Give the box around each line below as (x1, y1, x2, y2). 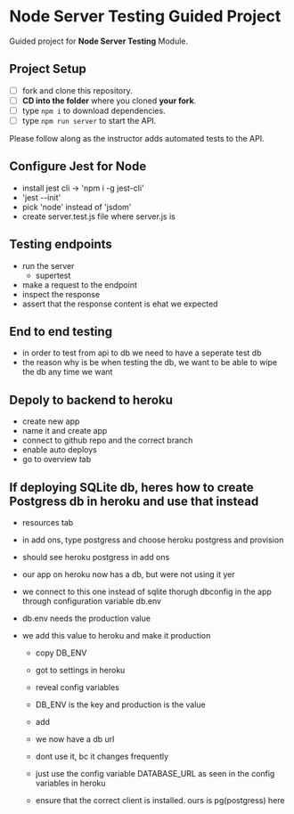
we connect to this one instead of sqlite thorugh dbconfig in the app (21, 586, 272, 598)
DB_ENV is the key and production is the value (35, 699, 207, 710)
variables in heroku (35, 777, 106, 789)
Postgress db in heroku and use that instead (9, 493, 259, 509)
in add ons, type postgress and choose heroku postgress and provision (21, 534, 284, 545)
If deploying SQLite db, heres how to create (9, 479, 254, 495)
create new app (21, 416, 80, 427)
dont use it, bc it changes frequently (35, 751, 169, 762)
